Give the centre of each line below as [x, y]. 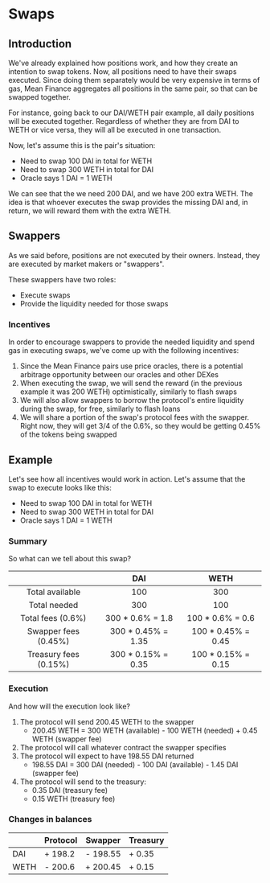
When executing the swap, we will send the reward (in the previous [131, 384]
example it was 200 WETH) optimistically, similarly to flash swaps [128, 392]
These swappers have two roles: [62, 279]
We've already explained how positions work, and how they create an [123, 63]
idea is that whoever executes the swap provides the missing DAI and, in [128, 202]
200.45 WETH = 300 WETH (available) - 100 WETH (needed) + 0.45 [145, 730]
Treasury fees [53, 655]
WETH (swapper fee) [67, 739]
